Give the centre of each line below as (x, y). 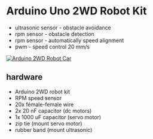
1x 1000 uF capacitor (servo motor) (58, 117)
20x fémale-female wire (44, 104)
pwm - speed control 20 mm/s (52, 47)
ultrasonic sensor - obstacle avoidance (63, 28)
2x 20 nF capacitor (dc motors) (53, 111)
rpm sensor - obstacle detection (54, 34)
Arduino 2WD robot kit (42, 92)
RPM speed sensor (38, 98)
